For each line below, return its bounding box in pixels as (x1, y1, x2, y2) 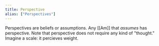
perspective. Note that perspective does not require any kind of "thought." (5, 30, 155, 36)
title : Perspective (5, 7, 45, 12)
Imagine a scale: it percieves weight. (5, 35, 79, 41)
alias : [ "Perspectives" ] (5, 12, 56, 16)
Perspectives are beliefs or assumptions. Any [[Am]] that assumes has (5, 25, 147, 31)
